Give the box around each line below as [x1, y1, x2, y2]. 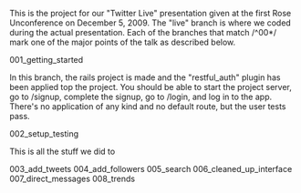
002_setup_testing [9, 128, 79, 139]
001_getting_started [9, 55, 84, 65]
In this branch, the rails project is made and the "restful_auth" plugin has [9, 72, 281, 83]
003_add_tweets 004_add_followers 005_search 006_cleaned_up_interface [9, 164, 293, 174]
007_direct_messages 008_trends [9, 173, 135, 184]
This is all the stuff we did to [9, 146, 116, 157]
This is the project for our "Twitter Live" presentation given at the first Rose [9, 8, 292, 18]
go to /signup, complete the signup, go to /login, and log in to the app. [9, 91, 273, 102]
